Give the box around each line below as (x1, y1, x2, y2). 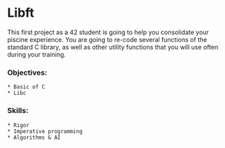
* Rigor (7, 121, 30, 128)
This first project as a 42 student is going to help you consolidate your (7, 28, 210, 36)
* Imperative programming (7, 128, 82, 135)
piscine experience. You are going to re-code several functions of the (7, 35, 208, 43)
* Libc (7, 89, 27, 97)
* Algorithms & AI (7, 134, 61, 141)
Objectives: (7, 68, 48, 77)
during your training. (7, 50, 66, 59)
